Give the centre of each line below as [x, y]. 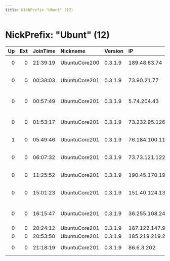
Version [114, 51]
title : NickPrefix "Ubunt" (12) [39, 10]
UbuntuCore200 [80, 63]
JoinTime [44, 51]
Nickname [73, 51]
